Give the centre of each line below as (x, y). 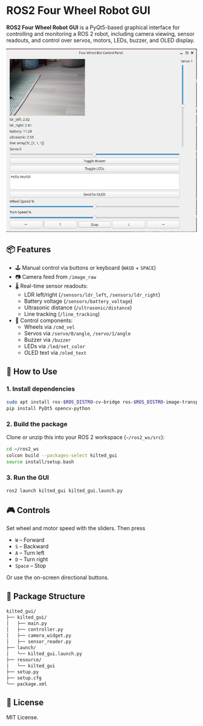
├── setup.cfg (24, 678)
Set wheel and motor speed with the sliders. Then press (76, 528)
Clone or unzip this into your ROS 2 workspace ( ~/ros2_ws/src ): (85, 437)
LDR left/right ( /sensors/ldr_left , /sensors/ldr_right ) (92, 294)
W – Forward (30, 540)
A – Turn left (30, 553)
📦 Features (29, 250)
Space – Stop (31, 565)
